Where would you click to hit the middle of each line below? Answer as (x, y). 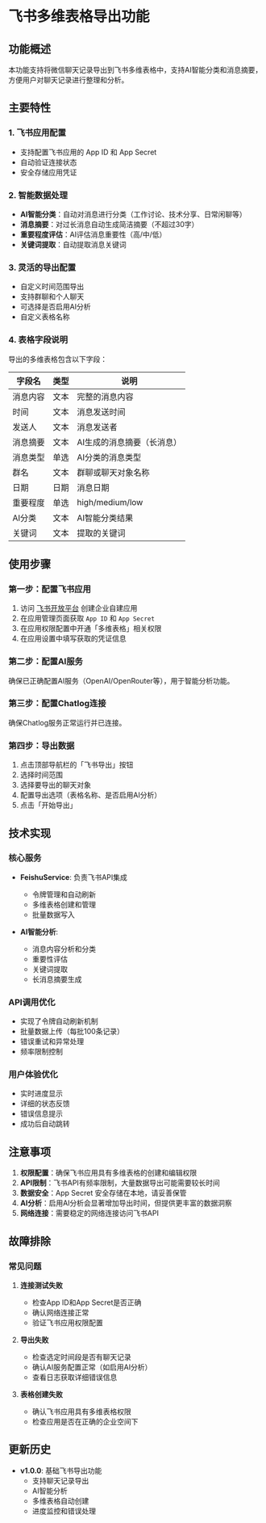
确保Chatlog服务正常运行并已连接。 (67, 722)
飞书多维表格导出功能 (79, 17)
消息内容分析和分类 (64, 949)
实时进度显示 (41, 1094)
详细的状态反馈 (45, 1104)
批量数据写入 (53, 915)
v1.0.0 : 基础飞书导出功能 (61, 1470)
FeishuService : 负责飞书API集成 (73, 877)
